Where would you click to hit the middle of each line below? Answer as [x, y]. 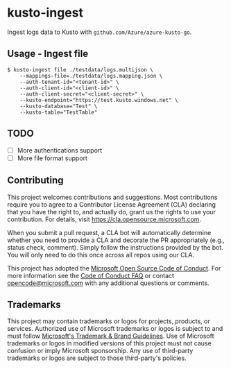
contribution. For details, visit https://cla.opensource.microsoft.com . [104, 219]
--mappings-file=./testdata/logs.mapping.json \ [91, 76]
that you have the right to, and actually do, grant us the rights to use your [112, 212]
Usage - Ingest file [48, 54]
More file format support [52, 158]
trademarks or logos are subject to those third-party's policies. [97, 358]
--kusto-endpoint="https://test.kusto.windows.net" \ [99, 100]
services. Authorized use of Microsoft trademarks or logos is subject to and [115, 329]
